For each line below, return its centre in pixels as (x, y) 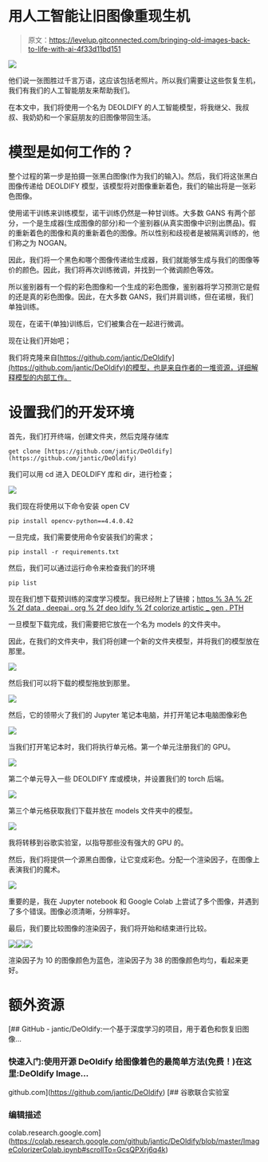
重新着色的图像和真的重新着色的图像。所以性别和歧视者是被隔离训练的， (134, 233)
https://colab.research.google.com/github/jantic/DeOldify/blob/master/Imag (135, 1141)
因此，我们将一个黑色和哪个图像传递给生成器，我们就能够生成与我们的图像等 (134, 259)
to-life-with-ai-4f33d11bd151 (74, 49)
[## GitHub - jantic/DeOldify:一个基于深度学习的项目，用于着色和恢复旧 (125, 1029)
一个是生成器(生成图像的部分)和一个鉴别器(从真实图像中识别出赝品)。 (136, 223)
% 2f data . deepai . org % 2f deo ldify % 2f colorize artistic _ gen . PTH (126, 608)
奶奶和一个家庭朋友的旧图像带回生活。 (92, 117)
